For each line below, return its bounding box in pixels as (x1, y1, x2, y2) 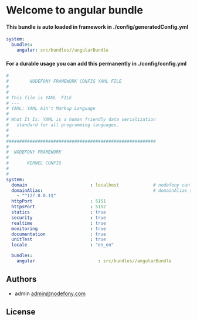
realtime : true (11, 220, 107, 226)
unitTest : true (11, 236, 107, 242)
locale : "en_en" (11, 242, 114, 248)
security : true (11, 215, 107, 221)
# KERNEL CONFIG (6, 160, 62, 166)
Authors (6, 274, 37, 285)
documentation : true (11, 231, 107, 237)
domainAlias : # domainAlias (11, 187, 188, 194)
